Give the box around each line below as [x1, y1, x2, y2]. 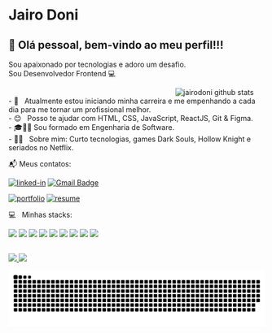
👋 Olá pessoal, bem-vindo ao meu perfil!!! [8, 38, 224, 52]
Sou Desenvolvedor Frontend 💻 [8, 69, 116, 78]
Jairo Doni [8, 6, 79, 24]
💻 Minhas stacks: [8, 210, 72, 219]
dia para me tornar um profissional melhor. [8, 105, 151, 115]
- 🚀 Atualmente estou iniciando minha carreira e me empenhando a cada [8, 96, 256, 106]
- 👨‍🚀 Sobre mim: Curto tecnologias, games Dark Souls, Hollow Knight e [8, 134, 251, 144]
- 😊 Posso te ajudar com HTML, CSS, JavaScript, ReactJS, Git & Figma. [8, 114, 254, 123]
